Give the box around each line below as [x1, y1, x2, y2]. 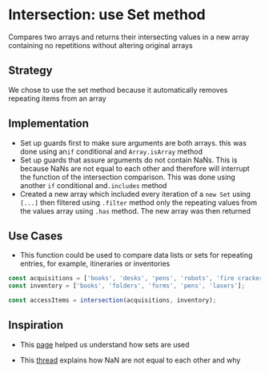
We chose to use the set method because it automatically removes [8, 85, 228, 94]
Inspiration [8, 319, 64, 332]
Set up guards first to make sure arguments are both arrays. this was [19, 138, 247, 147]
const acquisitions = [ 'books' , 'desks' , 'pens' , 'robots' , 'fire [8, 275, 235, 283]
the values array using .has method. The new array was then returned [19, 206, 251, 215]
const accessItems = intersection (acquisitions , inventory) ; [8, 296, 217, 305]
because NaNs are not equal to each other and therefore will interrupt [19, 163, 250, 173]
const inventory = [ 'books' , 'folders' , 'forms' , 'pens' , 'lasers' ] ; [8, 282, 246, 290]
